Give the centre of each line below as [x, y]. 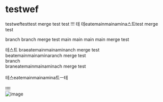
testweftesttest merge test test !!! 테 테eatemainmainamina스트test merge [82, 24]
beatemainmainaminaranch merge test [46, 55]
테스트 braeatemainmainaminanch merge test [52, 49]
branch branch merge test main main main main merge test [67, 39]
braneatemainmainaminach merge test [46, 66]
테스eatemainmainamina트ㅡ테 [37, 77]
